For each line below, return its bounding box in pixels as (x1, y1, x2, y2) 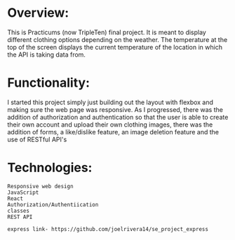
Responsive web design (7, 183, 74, 190)
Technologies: (7, 160, 93, 176)
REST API (7, 213, 33, 220)
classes (7, 207, 30, 214)
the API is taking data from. (7, 50, 86, 59)
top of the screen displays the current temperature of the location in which (7, 43, 223, 51)
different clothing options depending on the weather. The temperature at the (7, 35, 228, 43)
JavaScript (7, 189, 39, 196)
